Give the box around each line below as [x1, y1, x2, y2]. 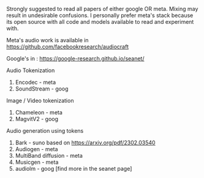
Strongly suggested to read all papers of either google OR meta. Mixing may [6, 6, 198, 12]
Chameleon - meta [15, 109, 63, 116]
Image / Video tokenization [6, 97, 74, 104]
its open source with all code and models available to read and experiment [6, 18, 194, 25]
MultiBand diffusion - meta [15, 152, 83, 159]
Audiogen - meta [15, 146, 58, 152]
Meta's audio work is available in [6, 37, 89, 43]
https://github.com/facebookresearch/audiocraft [6, 43, 129, 50]
